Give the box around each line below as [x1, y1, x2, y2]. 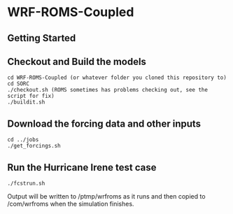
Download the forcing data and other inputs [7, 117, 202, 129]
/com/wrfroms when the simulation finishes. [7, 200, 134, 208]
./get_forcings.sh [7, 143, 61, 150]
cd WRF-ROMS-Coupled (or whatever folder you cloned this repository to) [7, 74, 227, 81]
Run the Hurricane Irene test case [7, 162, 157, 173]
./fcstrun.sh [7, 180, 45, 187]
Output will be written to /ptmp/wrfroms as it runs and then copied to [7, 192, 206, 201]
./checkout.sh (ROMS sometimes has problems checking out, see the [7, 87, 209, 94]
